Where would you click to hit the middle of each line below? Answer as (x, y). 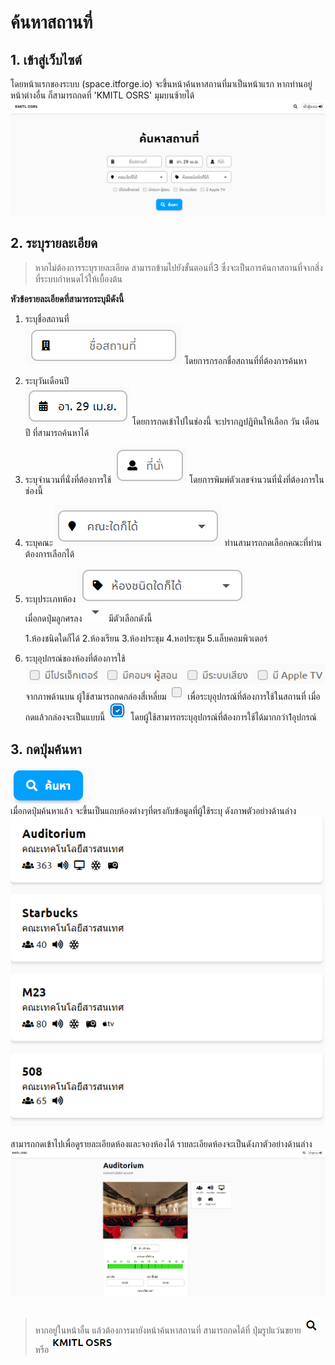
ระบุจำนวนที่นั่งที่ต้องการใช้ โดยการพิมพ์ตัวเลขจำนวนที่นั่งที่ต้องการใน (174, 479)
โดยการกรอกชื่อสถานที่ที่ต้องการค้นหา (245, 360)
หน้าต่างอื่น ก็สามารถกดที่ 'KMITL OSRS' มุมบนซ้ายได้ (102, 95)
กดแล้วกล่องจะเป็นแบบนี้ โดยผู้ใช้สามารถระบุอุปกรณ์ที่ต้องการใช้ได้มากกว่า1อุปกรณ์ (170, 717)
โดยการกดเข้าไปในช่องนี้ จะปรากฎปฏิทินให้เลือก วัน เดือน (225, 421)
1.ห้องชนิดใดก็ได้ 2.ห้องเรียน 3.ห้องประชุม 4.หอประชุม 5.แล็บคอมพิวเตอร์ (146, 638)
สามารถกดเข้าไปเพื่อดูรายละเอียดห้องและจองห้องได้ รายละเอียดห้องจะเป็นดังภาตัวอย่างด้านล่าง (161, 1143)
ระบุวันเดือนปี (47, 380)
